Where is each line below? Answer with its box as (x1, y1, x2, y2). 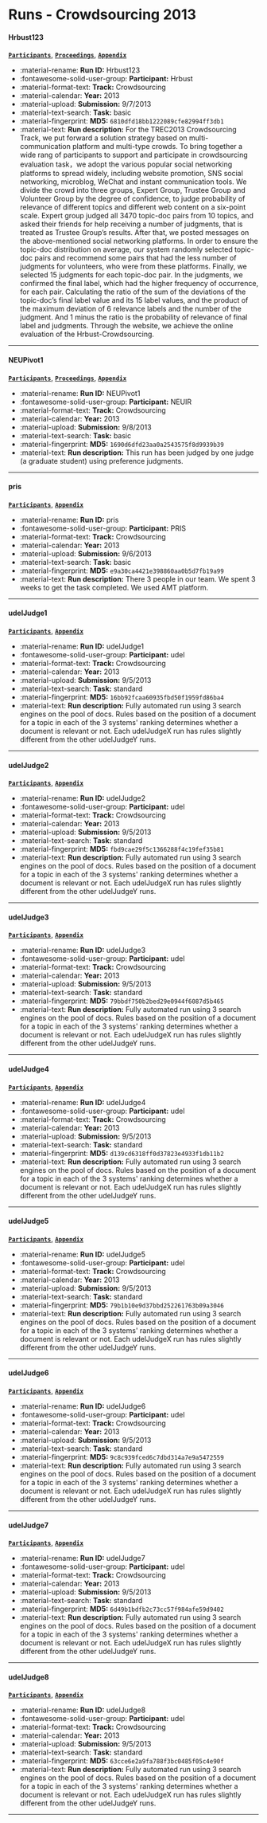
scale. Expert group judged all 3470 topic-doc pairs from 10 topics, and (19, 211, 254, 221)
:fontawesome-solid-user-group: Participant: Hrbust (19, 74, 193, 84)
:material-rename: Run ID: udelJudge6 (19, 1402, 146, 1411)
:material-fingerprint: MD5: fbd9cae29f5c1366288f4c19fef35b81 (19, 845, 224, 854)
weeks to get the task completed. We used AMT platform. (19, 582, 209, 592)
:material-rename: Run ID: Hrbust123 (19, 65, 141, 75)
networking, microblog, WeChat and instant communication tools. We (19, 177, 247, 186)
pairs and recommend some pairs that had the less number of (34, 253, 237, 263)
